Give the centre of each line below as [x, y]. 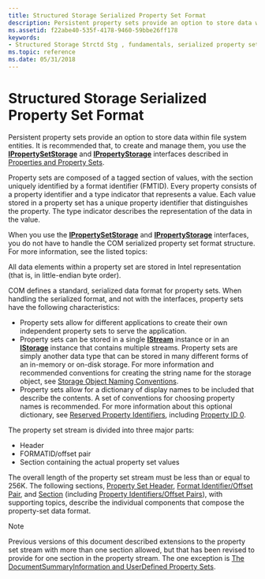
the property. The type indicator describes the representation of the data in [130, 211]
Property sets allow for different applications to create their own [123, 322]
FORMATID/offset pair [55, 454]
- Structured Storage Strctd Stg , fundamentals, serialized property [127, 45]
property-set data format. [50, 510]
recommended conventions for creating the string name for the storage [135, 372]
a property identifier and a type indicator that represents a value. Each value [132, 194]
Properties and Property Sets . [56, 162]
